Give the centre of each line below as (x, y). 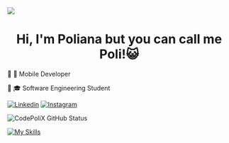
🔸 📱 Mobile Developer (39, 74)
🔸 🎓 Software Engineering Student (59, 88)
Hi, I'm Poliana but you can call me (119, 39)
